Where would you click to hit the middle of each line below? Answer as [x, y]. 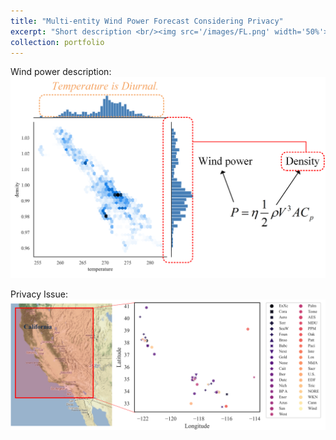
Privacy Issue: [39, 294]
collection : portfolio [57, 42]
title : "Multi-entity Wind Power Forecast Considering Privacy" [147, 21]
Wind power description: [61, 72]
